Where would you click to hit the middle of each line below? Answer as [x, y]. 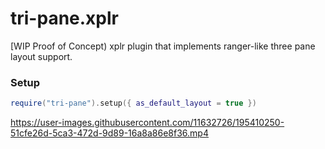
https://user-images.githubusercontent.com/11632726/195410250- [147, 123]
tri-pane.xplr [64, 18]
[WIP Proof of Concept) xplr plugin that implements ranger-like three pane [163, 46]
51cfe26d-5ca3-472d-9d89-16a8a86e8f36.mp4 [109, 133]
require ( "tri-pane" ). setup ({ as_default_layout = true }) [133, 103]
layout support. [41, 56]
